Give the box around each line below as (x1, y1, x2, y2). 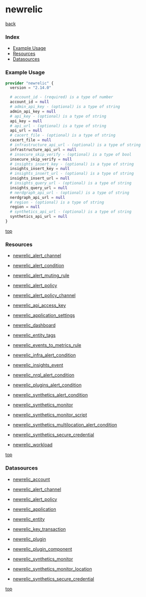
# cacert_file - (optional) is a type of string (10, 133, 116, 138)
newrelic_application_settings (12, 312, 75, 319)
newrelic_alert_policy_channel (12, 292, 76, 298)
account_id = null (10, 99, 50, 105)
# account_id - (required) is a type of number (10, 95, 114, 100)
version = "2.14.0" (10, 85, 52, 90)
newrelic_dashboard (12, 322, 56, 328)
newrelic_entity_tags (12, 332, 56, 339)
